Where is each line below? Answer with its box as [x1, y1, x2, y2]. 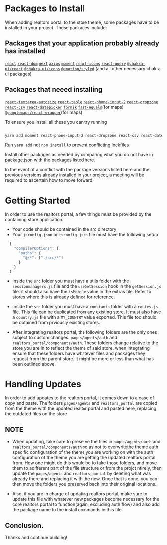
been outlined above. [12, 361, 56, 367]
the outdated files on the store [5, 411, 67, 417]
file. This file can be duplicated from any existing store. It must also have [12, 309, 161, 315]
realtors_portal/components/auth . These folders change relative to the [12, 340, 158, 346]
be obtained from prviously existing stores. [12, 319, 100, 325]
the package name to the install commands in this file [12, 507, 122, 513]
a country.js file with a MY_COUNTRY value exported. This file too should [12, 314, 157, 320]
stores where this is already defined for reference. [12, 294, 115, 300]
